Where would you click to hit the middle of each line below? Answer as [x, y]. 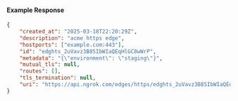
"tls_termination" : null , [58, 78]
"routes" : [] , [40, 71]
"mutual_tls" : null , [50, 65]
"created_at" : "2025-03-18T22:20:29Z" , [79, 32]
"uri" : [29, 85]
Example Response [36, 10]
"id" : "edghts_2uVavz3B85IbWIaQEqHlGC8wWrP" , [88, 51]
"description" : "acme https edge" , [72, 38]
